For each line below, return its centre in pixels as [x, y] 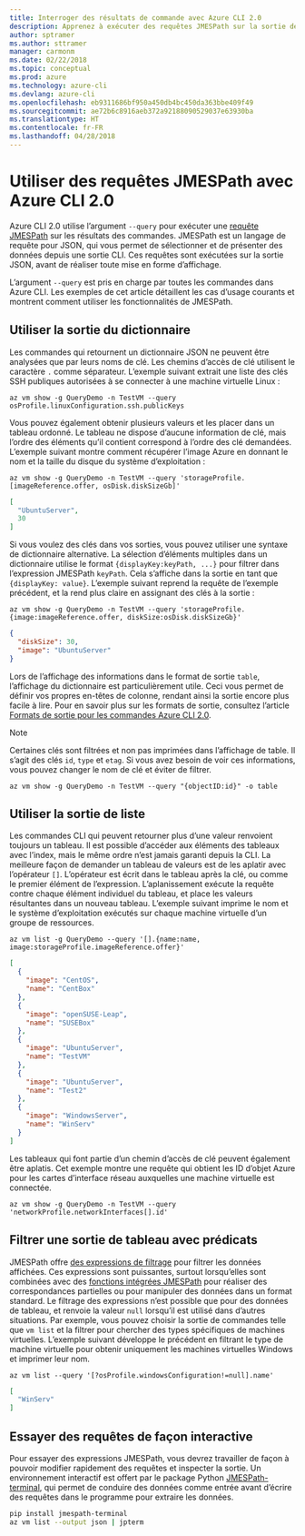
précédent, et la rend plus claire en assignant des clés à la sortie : [132, 593]
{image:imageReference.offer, [67, 618]
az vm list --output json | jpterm [77, 1522]
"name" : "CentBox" [60, 989]
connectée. [30, 1187]
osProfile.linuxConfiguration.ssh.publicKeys [97, 406]
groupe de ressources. [52, 923]
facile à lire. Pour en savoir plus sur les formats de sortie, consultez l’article [150, 705]
